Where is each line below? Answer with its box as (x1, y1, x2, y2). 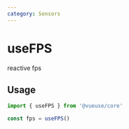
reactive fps (7, 64, 42, 72)
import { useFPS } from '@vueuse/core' (7, 102, 123, 109)
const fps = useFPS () (7, 115, 70, 123)
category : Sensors (7, 10, 61, 18)
